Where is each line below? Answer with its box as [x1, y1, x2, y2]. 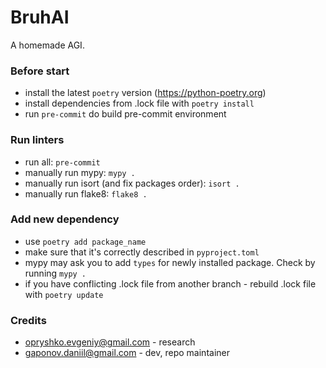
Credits [10, 313, 47, 327]
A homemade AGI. [10, 39, 85, 51]
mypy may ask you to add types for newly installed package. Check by [24, 256, 316, 268]
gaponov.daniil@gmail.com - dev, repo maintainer [24, 347, 230, 359]
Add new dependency [10, 212, 120, 226]
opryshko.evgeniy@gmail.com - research [24, 336, 196, 348]
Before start [10, 64, 70, 78]
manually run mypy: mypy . [24, 166, 136, 178]
